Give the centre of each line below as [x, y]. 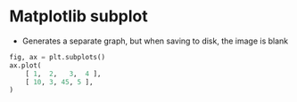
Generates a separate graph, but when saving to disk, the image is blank [155, 41]
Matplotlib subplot [79, 16]
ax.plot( [25, 65]
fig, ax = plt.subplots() [57, 57]
